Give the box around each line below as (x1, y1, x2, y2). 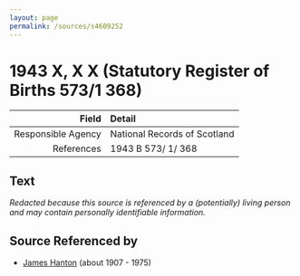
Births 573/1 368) (9, 80, 143, 100)
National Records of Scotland (110, 128, 235, 140)
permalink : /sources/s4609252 (9, 22, 124, 31)
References (53, 142, 102, 155)
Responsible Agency (14, 128, 102, 140)
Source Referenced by (9, 233, 139, 249)
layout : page (9, 13, 59, 23)
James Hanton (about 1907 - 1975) (22, 257, 152, 268)
